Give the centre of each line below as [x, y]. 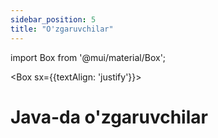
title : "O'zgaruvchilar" [62, 29]
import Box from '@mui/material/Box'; [88, 57]
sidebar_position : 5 [53, 19]
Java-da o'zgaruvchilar [109, 117]
